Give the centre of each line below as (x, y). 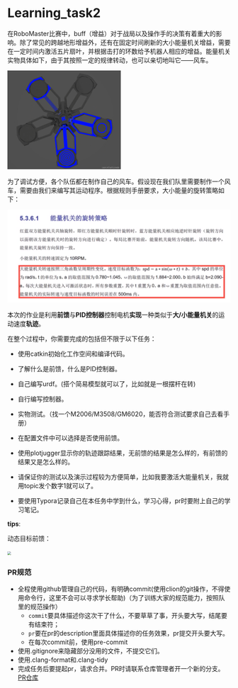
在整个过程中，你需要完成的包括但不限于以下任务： (82, 339)
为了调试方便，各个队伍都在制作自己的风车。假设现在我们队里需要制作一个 (116, 181)
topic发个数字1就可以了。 (61, 486)
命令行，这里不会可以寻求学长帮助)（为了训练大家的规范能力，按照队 (124, 598)
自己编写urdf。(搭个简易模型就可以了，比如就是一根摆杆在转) (107, 384)
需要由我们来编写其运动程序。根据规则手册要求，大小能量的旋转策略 (119, 190)
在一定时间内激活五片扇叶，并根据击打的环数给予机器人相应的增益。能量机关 (119, 51)
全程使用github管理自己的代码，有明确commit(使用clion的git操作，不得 (121, 589)
